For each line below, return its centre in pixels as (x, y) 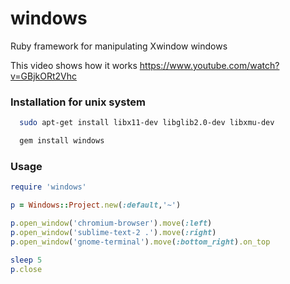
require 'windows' (48, 187)
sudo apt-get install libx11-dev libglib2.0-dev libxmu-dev (147, 123)
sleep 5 (26, 260)
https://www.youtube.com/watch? (209, 65)
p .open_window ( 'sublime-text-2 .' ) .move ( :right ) (113, 232)
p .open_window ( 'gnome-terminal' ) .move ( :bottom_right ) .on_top (140, 242)
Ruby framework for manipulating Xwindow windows (119, 46)
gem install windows (62, 141)
